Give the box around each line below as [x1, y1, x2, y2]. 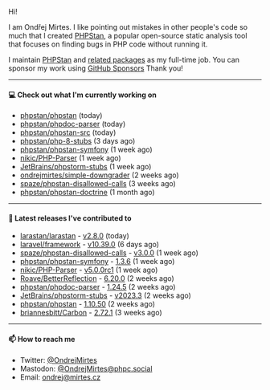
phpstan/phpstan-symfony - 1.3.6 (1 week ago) [19, 257, 175, 266]
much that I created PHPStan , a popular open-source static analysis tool [8, 31, 247, 40]
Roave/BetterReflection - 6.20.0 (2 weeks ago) [19, 274, 174, 283]
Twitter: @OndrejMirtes [19, 355, 98, 364]
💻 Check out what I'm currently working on [8, 90, 157, 100]
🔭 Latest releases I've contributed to [8, 213, 132, 223]
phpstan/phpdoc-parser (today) [19, 120, 126, 129]
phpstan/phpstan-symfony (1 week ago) [19, 144, 153, 155]
